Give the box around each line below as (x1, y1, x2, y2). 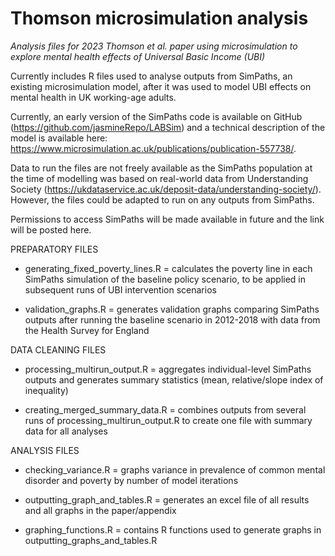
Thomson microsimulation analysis (10, 7, 309, 30)
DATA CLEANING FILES (10, 343, 107, 356)
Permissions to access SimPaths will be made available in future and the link (10, 213, 325, 225)
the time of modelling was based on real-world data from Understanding (10, 172, 309, 184)
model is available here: (10, 132, 108, 144)
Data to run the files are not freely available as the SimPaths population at (10, 162, 313, 174)
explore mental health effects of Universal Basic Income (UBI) (10, 50, 266, 62)
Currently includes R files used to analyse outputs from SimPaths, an (10, 70, 293, 82)
